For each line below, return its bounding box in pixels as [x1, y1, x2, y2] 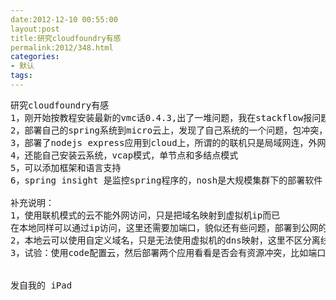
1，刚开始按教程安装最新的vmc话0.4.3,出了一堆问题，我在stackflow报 [10, 112, 313, 123]
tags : [10, 71, 33, 81]
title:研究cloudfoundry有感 [10, 33, 122, 43]
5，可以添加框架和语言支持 [10, 162, 122, 173]
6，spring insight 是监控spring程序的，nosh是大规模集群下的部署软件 [10, 174, 323, 186]
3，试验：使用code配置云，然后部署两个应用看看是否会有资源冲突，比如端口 [10, 247, 327, 258]
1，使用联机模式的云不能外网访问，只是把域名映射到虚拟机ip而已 [10, 209, 281, 221]
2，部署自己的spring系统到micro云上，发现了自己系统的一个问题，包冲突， [10, 124, 328, 136]
